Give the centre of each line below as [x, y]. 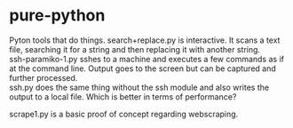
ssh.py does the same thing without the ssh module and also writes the [139, 87]
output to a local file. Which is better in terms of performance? [123, 96]
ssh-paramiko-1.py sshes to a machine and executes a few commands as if [146, 59]
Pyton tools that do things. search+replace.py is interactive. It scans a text [145, 40]
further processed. [44, 77]
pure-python [57, 16]
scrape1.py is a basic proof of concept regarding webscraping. [124, 114]
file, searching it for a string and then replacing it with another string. [135, 49]
